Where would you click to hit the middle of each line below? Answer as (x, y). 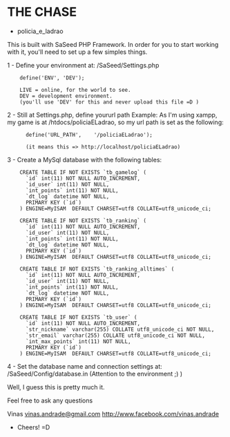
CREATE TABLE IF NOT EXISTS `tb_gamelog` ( (83, 172)
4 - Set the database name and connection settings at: (85, 366)
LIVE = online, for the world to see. (75, 90)
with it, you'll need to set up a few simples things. (77, 52)
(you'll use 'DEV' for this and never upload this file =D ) (109, 102)
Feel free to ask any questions (50, 400)
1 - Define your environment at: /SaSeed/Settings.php (83, 65)
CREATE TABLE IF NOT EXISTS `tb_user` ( (78, 317)
